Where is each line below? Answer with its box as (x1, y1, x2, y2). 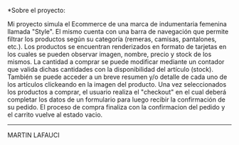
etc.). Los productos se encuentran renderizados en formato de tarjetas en (7, 43, 227, 50)
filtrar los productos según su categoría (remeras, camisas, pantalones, (7, 35, 217, 43)
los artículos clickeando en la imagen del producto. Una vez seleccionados (7, 80, 227, 88)
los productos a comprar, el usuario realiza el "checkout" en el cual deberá (7, 88, 226, 96)
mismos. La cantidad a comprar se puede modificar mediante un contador (7, 58, 225, 66)
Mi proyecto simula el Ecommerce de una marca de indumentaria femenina (7, 20, 228, 28)
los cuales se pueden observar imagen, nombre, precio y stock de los (7, 50, 212, 58)
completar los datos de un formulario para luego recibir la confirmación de (7, 95, 225, 104)
